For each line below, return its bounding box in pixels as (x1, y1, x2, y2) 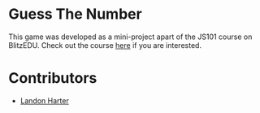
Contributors (8, 69, 97, 88)
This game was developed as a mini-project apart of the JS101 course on (8, 32, 253, 41)
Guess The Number (8, 5, 142, 24)
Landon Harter (19, 95, 69, 106)
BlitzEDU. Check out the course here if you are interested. (8, 40, 201, 50)
